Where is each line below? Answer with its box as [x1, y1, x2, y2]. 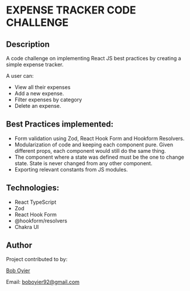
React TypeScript [14, 198, 57, 206]
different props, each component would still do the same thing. [14, 147, 166, 154]
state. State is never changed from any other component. [14, 159, 153, 167]
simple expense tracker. [6, 61, 64, 68]
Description [6, 39, 50, 49]
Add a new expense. [14, 90, 64, 97]
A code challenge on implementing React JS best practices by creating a [6, 55, 181, 61]
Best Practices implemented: [6, 119, 114, 129]
